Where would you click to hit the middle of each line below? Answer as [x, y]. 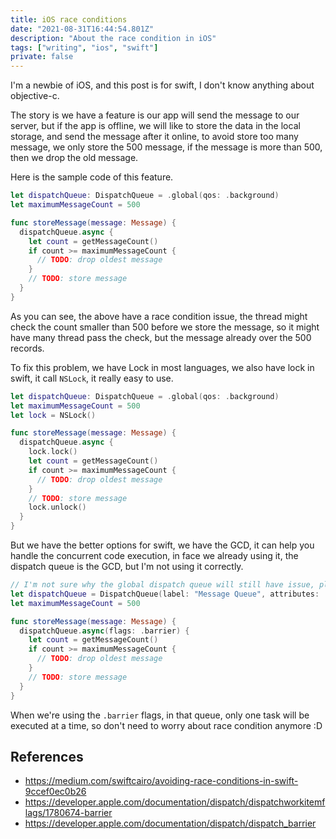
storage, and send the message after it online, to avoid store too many [154, 137]
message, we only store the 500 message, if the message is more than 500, [166, 147]
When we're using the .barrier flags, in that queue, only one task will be [160, 715]
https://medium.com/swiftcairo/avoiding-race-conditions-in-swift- [161, 781]
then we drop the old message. [74, 158]
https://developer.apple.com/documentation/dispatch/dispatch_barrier [170, 823]
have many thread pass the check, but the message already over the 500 [161, 337]
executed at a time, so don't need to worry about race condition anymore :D [166, 725]
